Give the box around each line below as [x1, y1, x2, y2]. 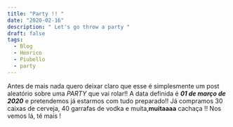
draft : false [7, 29, 46, 37]
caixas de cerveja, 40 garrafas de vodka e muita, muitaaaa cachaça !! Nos [7, 104, 222, 112]
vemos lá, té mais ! [7, 112, 62, 120]
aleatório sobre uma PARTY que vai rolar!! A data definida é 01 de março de [7, 89, 226, 98]
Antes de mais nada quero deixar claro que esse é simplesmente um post [7, 81, 220, 90]
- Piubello [13, 56, 46, 63]
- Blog [13, 43, 33, 50]
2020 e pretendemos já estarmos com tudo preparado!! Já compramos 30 [7, 96, 223, 105]
